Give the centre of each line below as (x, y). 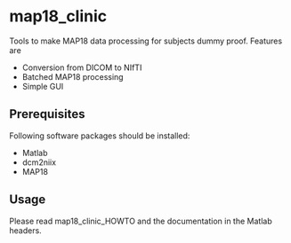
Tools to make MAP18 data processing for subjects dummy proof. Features (146, 41)
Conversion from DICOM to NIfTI (82, 67)
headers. (25, 230)
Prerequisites (47, 114)
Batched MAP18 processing (73, 76)
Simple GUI (43, 86)
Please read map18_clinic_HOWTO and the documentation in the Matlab (141, 221)
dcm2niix (39, 162)
